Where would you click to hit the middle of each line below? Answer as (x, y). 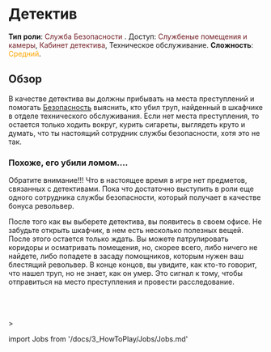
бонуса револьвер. (41, 206)
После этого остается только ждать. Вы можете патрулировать (119, 239)
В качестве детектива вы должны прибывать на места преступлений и (131, 99)
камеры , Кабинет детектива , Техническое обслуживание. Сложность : (131, 45)
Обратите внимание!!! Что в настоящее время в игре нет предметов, (128, 180)
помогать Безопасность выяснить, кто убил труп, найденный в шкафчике (135, 107)
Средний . (25, 53)
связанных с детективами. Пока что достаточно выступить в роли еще (131, 189)
